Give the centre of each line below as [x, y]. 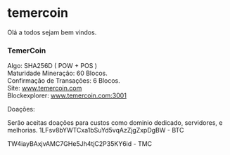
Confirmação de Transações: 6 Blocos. [64, 81]
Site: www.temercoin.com [45, 88]
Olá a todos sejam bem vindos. [52, 32]
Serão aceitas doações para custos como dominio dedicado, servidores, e [115, 123]
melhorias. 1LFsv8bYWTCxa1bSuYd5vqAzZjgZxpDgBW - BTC [96, 130]
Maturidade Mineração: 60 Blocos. [57, 73]
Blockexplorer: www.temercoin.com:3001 [67, 95]
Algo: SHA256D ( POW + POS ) [52, 66]
